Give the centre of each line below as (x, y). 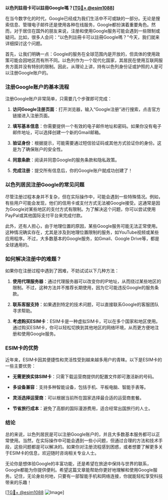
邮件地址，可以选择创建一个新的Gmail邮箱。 (58, 132)
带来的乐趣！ (18, 483)
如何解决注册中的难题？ (33, 259)
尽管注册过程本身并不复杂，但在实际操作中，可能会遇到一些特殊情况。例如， (84, 196)
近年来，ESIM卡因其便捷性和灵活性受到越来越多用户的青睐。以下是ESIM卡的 (84, 360)
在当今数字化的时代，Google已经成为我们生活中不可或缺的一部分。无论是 (80, 18)
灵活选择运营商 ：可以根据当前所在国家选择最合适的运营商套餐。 (78, 398)
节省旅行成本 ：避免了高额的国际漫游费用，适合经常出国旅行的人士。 (82, 409)
